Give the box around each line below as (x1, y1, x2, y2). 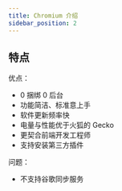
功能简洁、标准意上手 (19, 101, 91, 110)
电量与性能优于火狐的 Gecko (19, 121, 115, 130)
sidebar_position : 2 (8, 19, 78, 27)
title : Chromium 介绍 (8, 11, 79, 20)
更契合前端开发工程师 (19, 130, 91, 140)
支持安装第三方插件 (19, 141, 84, 150)
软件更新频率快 (19, 110, 70, 120)
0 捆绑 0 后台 (19, 90, 64, 100)
